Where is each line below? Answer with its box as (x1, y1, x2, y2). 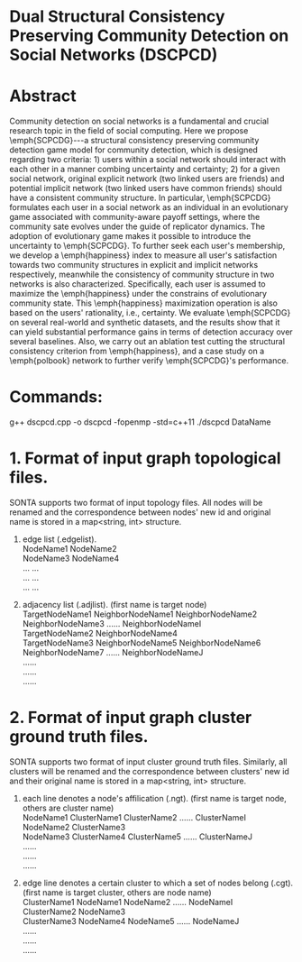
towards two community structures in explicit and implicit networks (9, 260, 259, 270)
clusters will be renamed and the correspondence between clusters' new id (9, 765, 290, 776)
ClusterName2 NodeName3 (22, 906, 126, 917)
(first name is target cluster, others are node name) (22, 886, 212, 898)
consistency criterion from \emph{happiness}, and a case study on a (9, 345, 265, 357)
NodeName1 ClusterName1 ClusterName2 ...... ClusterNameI (22, 811, 246, 822)
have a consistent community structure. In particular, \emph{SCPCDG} (9, 192, 271, 204)
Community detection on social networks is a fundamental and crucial (9, 115, 269, 127)
